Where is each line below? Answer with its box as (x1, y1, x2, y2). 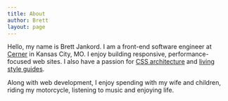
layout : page (7, 23, 46, 30)
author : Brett (7, 17, 49, 24)
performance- (167, 50, 209, 58)
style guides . (7, 65, 45, 74)
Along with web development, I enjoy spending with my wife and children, (7, 79, 222, 87)
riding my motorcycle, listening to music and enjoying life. (7, 86, 175, 95)
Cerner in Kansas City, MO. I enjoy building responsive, (7, 50, 167, 58)
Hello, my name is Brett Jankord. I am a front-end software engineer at (7, 43, 213, 51)
